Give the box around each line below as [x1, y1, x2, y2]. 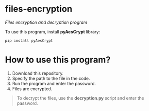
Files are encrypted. [12, 86, 52, 92]
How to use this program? [5, 54, 111, 65]
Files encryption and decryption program [5, 19, 87, 25]
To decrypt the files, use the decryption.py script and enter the [17, 95, 145, 101]
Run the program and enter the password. [12, 80, 96, 86]
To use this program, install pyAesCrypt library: [5, 29, 100, 34]
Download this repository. [12, 70, 64, 76]
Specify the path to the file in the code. [12, 75, 90, 81]
